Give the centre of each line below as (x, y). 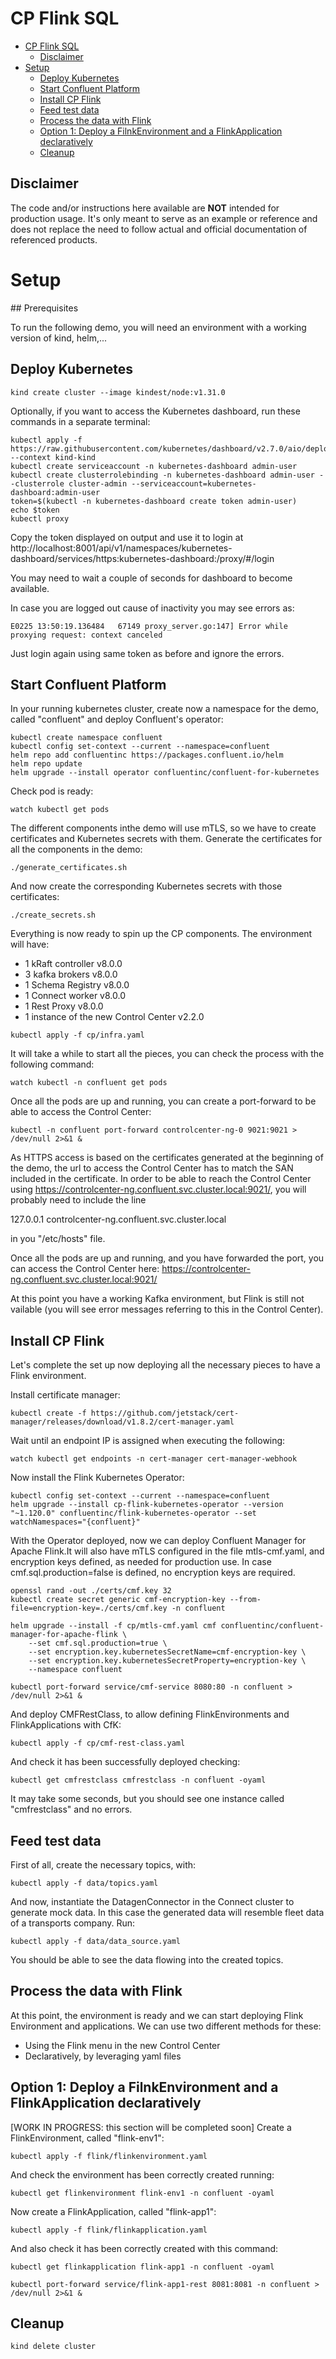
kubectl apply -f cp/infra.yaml (77, 1035)
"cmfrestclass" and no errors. (71, 1809)
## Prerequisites (44, 308)
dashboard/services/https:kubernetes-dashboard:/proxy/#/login (142, 558)
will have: (30, 944)
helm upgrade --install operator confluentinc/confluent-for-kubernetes (165, 773)
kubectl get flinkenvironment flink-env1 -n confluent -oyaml (142, 2193)
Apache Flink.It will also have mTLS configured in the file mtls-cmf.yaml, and (167, 1551)
